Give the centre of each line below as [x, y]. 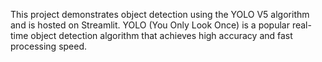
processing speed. [49, 46]
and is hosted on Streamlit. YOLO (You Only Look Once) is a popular [150, 25]
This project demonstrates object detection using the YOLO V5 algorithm [160, 14]
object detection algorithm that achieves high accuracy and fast [161, 35]
